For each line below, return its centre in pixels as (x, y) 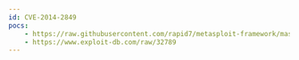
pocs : (18, 26)
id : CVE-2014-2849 (42, 17)
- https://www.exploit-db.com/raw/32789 (100, 42)
